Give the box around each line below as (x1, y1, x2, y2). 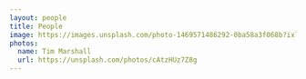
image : (9, 30, 35, 39)
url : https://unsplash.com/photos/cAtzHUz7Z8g (17, 55, 198, 64)
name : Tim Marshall (17, 47, 92, 56)
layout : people (9, 13, 67, 23)
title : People (9, 22, 64, 31)
